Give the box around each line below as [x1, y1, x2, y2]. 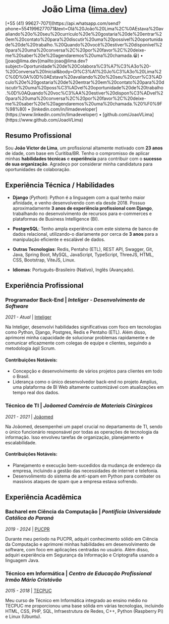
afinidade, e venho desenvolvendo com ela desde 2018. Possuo [12, 199, 145, 205]
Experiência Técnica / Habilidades [5, 181, 115, 190]
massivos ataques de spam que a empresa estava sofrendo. [12, 478, 138, 484]
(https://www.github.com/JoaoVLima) [5, 117, 83, 123]
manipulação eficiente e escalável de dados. [12, 236, 105, 242]
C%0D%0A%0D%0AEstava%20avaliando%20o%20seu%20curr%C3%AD [5, 74, 162, 80]
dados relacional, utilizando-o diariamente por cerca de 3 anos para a [12, 231, 158, 237]
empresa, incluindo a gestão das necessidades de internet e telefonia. [12, 467, 159, 474]
